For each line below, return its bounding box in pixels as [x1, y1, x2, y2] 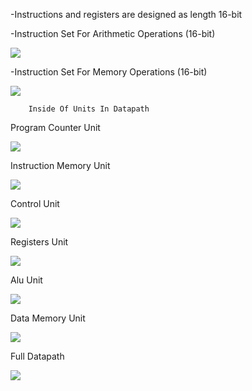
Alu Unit [10, 274, 43, 286]
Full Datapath [10, 350, 65, 362]
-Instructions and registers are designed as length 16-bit [10, 9, 243, 20]
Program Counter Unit [10, 122, 101, 133]
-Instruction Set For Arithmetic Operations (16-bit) [10, 28, 216, 39]
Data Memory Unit [10, 312, 86, 324]
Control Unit [10, 198, 60, 209]
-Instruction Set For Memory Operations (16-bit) [10, 66, 208, 78]
